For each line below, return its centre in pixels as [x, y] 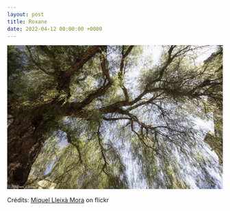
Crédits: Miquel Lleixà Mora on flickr [58, 200]
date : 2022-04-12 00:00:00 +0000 [55, 29]
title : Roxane [27, 22]
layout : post [26, 14]
